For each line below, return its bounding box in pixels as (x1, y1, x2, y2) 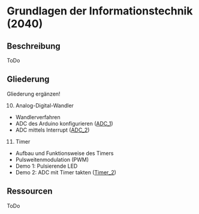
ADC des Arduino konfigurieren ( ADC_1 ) (15, 120, 113, 127)
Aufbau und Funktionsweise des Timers (15, 149, 114, 157)
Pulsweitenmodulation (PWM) (15, 156, 89, 163)
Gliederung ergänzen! (7, 90, 61, 97)
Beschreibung (7, 41, 61, 51)
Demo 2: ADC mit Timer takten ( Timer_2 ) (15, 168, 116, 176)
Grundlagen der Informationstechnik (7, 4, 193, 18)
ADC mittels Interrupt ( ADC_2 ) (15, 126, 90, 133)
